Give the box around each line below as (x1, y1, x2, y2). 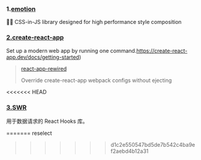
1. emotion (6, 5, 36, 13)
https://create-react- (136, 47, 188, 54)
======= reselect (6, 129, 52, 137)
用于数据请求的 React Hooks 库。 (6, 117, 88, 125)
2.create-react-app (6, 34, 64, 42)
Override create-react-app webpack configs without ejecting (20, 77, 172, 84)
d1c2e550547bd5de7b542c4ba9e (110, 141, 196, 148)
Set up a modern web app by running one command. (6, 47, 137, 54)
